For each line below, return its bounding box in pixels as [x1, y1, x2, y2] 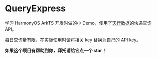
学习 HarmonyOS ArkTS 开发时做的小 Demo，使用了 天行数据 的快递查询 [5, 20, 152, 26]
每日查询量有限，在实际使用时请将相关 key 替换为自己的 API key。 [5, 37, 141, 43]
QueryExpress [5, 3, 66, 14]
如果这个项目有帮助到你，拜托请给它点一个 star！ [5, 47, 107, 53]
